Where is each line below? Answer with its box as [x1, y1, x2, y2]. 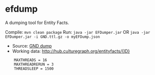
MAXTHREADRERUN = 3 [14, 62, 54, 67]
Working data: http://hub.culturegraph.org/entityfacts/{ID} [12, 48, 130, 54]
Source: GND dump [12, 43, 52, 49]
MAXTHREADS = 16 [14, 57, 48, 62]
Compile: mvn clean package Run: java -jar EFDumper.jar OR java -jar [5, 29, 151, 35]
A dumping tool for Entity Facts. [5, 20, 69, 25]
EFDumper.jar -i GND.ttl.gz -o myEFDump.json [5, 34, 100, 39]
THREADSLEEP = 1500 [14, 66, 54, 71]
